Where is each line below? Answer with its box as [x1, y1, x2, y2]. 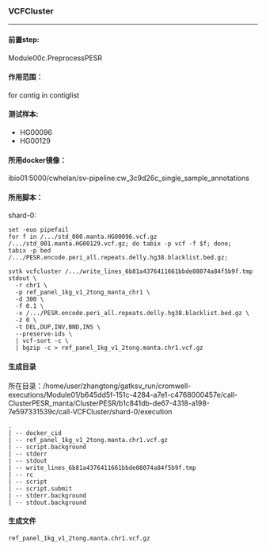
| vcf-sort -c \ [15, 337, 69, 345]
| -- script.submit [8, 484, 73, 493]
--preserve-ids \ [15, 330, 73, 338]
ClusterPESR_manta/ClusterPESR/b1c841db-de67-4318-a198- [8, 398, 210, 408]
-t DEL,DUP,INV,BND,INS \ [15, 323, 101, 331]
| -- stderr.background [8, 491, 87, 499]
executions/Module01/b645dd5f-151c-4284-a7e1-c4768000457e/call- [8, 390, 238, 399]
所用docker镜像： [8, 155, 67, 164]
